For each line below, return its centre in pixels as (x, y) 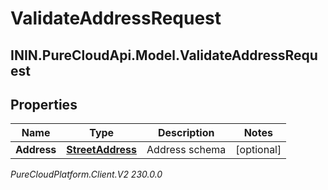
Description (186, 133)
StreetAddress (102, 150)
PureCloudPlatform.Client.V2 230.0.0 (86, 174)
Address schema (186, 150)
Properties (44, 104)
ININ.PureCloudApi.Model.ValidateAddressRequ (164, 55)
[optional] (258, 150)
